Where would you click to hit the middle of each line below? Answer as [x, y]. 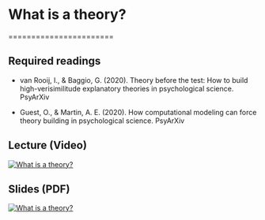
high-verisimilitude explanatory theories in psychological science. [127, 88]
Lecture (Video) [47, 145]
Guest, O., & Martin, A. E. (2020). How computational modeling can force [138, 112]
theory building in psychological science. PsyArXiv [102, 121]
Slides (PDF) [39, 189]
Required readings [55, 61]
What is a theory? [67, 15]
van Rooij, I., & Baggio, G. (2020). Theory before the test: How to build [134, 80]
